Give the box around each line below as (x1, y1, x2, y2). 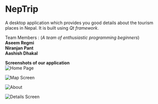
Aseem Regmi (5, 39, 34, 45)
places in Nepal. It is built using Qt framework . (5, 25, 99, 31)
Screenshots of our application (5, 60, 70, 66)
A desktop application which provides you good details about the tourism (5, 20, 154, 26)
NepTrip (5, 3, 38, 15)
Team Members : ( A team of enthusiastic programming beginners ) (5, 35, 140, 40)
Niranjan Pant (5, 45, 33, 51)
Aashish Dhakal (5, 50, 38, 56)
